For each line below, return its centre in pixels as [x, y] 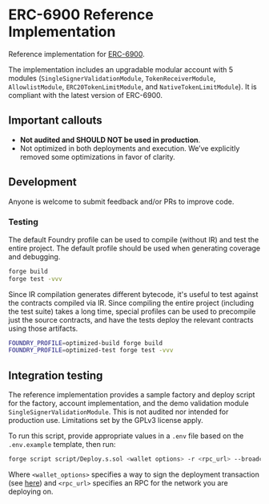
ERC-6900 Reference [81, 15]
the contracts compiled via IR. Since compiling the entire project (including [131, 303]
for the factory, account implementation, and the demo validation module [129, 404]
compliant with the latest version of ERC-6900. [85, 95]
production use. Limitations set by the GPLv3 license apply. [106, 421]
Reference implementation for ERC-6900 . [77, 54]
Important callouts [55, 121]
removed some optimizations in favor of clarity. [98, 156]
